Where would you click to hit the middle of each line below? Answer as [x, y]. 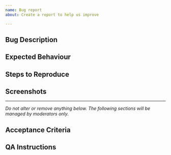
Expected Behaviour [38, 57]
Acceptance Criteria [38, 130]
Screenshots [26, 92]
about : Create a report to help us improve [52, 15]
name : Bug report [24, 10]
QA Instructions [31, 147]
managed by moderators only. [37, 114]
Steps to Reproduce [37, 74]
